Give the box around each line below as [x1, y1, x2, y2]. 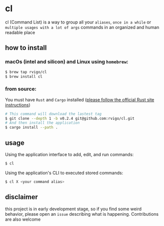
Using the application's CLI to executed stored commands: [5, 170, 123, 176]
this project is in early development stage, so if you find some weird [5, 206, 142, 212]
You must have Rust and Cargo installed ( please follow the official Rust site [5, 96, 155, 103]
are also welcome [5, 216, 41, 222]
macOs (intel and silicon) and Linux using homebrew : [5, 58, 129, 65]
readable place [5, 29, 35, 35]
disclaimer [5, 193, 38, 201]
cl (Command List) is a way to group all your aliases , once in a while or [5, 19, 151, 25]
